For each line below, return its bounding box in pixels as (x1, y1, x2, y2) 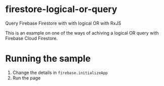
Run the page (12, 74, 41, 81)
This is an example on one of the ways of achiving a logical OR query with (5, 30, 159, 36)
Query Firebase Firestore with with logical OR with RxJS (5, 20, 121, 26)
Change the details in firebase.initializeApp (12, 69, 108, 75)
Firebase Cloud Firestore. (5, 35, 58, 41)
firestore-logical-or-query (5, 4, 118, 15)
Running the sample (5, 53, 91, 64)
